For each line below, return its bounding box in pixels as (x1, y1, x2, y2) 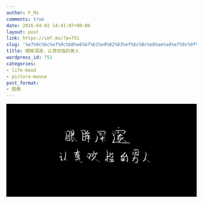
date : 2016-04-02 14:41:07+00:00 (6, 22, 91, 28)
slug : (6, 42, 20, 48)
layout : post (6, 29, 39, 35)
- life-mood (6, 67, 36, 73)
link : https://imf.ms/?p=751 (6, 35, 80, 42)
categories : (6, 60, 36, 66)
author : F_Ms (6, 10, 39, 16)
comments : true (6, 16, 45, 22)
